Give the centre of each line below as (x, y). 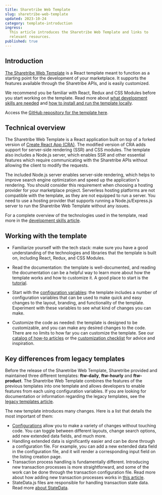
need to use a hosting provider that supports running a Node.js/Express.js (79, 201)
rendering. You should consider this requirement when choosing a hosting (79, 185)
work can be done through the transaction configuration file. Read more (84, 472)
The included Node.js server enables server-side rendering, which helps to (80, 175)
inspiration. (23, 343)
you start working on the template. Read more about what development (76, 98)
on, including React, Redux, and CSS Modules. (58, 258)
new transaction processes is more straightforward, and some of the (81, 467)
